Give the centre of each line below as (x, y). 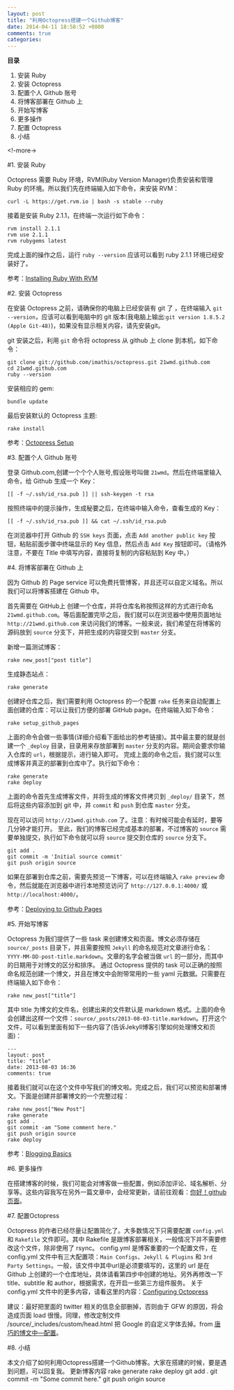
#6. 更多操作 (25, 1168)
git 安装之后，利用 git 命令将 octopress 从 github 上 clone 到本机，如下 (110, 340)
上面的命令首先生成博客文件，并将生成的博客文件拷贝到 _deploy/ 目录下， (113, 797)
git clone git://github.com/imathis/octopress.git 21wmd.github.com (109, 363)
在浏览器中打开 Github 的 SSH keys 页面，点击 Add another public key (108, 535)
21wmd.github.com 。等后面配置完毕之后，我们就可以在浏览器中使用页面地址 (115, 615)
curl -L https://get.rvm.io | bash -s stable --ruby (85, 202)
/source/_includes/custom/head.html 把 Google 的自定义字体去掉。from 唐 (114, 1324)
